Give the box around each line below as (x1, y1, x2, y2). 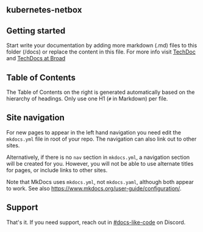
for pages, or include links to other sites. (6, 166, 108, 174)
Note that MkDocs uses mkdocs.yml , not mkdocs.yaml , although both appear (6, 178, 194, 185)
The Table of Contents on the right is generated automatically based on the (6, 88, 195, 96)
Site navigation (6, 113, 65, 123)
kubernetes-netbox (6, 5, 82, 15)
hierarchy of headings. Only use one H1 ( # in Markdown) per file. (6, 95, 168, 102)
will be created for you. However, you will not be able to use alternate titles (6, 160, 194, 167)
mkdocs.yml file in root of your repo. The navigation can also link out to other (6, 135, 197, 142)
